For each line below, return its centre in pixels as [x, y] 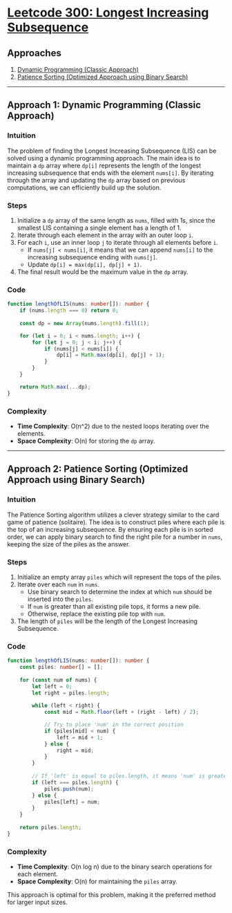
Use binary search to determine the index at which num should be [120, 591]
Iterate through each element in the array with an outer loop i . [105, 235]
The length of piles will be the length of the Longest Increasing [107, 621]
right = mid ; [75, 750]
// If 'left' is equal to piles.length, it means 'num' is [119, 776]
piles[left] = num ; [72, 802]
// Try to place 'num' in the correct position [114, 725]
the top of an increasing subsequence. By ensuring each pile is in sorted [110, 529]
